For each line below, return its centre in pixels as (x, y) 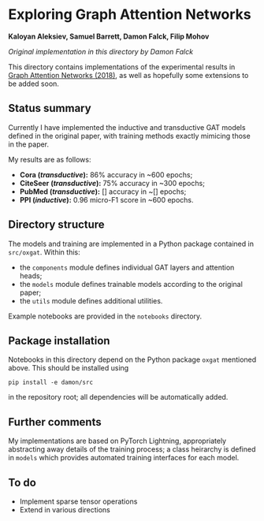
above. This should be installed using (69, 368)
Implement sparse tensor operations (78, 501)
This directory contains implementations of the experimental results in (122, 67)
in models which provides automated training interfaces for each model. (124, 458)
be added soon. (33, 84)
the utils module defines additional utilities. (91, 300)
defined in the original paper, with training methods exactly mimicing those (129, 136)
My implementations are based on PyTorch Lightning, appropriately (117, 441)
